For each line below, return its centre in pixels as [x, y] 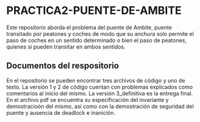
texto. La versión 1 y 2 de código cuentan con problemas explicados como [100, 87]
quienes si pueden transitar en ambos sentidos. [66, 47]
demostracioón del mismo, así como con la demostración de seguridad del [100, 106]
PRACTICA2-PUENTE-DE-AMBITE [94, 11]
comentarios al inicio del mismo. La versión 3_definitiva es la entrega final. [100, 93]
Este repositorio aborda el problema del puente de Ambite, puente [89, 27]
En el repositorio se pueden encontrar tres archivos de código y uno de [96, 80]
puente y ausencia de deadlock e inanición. [61, 112]
